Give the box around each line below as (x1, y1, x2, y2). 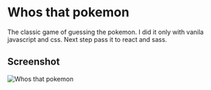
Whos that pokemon (7, 4, 130, 21)
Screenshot (7, 56, 60, 68)
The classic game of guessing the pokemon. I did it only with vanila (7, 28, 204, 36)
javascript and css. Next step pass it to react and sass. (7, 35, 168, 43)
